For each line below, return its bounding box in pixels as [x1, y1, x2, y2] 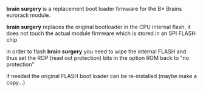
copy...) [6, 79, 26, 86]
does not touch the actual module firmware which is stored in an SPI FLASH [6, 30, 196, 37]
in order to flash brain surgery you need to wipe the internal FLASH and [6, 48, 187, 55]
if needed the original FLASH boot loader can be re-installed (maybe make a [6, 73, 198, 79]
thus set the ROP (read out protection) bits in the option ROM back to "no [6, 54, 190, 61]
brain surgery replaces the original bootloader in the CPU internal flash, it [6, 24, 191, 30]
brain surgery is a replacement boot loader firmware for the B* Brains [6, 5, 182, 12]
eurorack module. [6, 11, 50, 19]
